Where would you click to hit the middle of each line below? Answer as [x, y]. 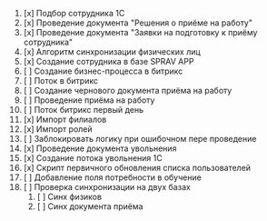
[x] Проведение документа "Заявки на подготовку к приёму [140, 32]
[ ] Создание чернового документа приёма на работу [128, 90]
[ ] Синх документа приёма [90, 206]
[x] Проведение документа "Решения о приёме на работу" [138, 23]
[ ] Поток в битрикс [61, 80]
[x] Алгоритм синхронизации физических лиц [112, 52]
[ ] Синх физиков [69, 196]
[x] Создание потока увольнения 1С [93, 158]
